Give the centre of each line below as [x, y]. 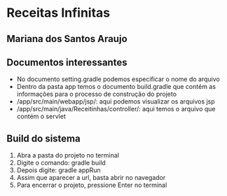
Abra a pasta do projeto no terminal [68, 155]
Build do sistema [44, 138]
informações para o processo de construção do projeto [96, 94]
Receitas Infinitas [59, 13]
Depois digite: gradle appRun [59, 170]
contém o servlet [41, 116]
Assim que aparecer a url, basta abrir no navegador [91, 178]
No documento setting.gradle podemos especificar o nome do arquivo [118, 79]
